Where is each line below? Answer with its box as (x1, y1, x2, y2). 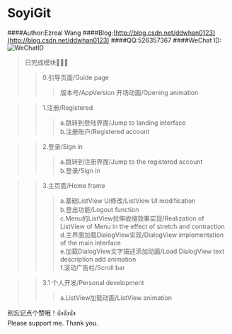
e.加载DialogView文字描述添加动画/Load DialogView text (59, 247, 225, 255)
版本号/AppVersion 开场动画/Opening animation (59, 88, 199, 96)
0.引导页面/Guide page (42, 73, 110, 82)
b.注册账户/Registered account (59, 127, 150, 135)
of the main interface (59, 238, 122, 247)
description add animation (59, 255, 137, 263)
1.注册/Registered (42, 103, 93, 111)
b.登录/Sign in (59, 166, 100, 174)
